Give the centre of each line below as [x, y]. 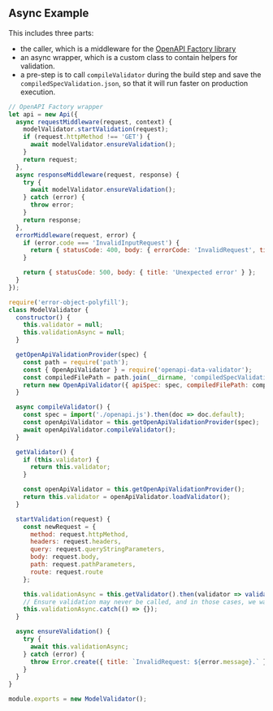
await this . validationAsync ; [79, 646]
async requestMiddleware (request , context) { [94, 122]
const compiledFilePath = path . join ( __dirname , [105, 377]
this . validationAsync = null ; [74, 332]
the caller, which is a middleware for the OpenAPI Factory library [128, 49]
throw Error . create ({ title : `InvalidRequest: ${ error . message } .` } [148, 661]
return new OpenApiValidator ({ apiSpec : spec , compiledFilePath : [136, 385]
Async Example [49, 13]
